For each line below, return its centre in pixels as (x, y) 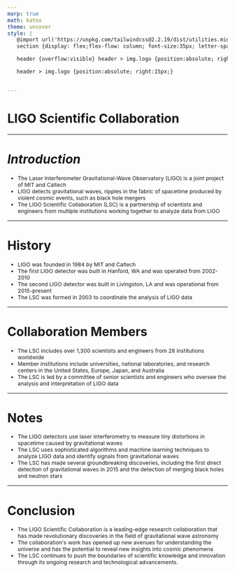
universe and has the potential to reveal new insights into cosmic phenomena (115, 550)
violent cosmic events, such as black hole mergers (81, 198)
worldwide (31, 357)
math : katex (24, 20)
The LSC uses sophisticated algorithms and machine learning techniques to (113, 450)
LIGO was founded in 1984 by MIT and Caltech (77, 264)
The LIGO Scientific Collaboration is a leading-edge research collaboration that (117, 530)
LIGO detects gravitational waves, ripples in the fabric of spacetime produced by (120, 191)
